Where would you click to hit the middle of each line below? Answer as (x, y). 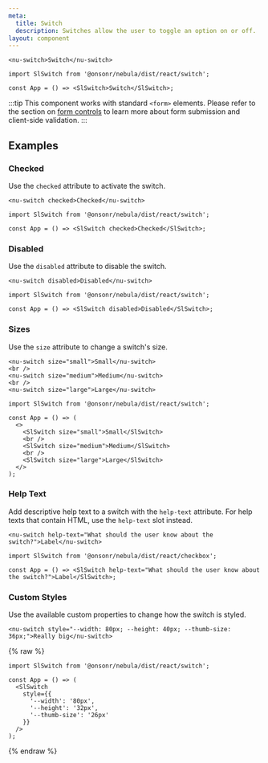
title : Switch (39, 23)
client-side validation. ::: (48, 120)
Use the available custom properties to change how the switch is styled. (127, 614)
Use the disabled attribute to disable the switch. (87, 267)
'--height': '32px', (64, 708)
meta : (17, 16)
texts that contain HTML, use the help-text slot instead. (101, 520)
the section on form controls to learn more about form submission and (124, 112)
